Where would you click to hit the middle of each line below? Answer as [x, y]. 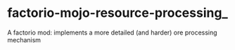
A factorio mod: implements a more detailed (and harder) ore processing [112, 32]
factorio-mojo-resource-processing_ [118, 13]
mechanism [24, 39]
